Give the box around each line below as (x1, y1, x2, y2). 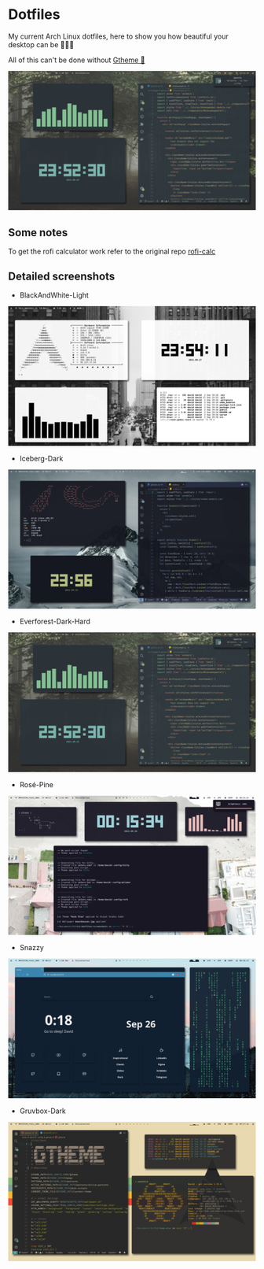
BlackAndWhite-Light (19, 290, 89, 300)
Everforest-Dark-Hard (19, 616, 90, 627)
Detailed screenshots (8, 269, 115, 283)
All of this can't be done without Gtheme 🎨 (8, 55, 145, 65)
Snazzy (19, 943, 45, 953)
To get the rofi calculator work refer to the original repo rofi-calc (8, 246, 216, 257)
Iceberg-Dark (19, 453, 64, 463)
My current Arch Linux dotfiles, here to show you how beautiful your (8, 31, 229, 41)
